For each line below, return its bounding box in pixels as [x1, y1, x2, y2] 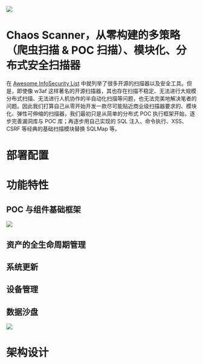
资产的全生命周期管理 [6, 239, 86, 250]
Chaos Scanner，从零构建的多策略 [6, 28, 181, 42]
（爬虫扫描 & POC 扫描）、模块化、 [6, 44, 176, 57]
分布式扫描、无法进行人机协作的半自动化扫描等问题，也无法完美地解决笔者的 [6, 94, 197, 102]
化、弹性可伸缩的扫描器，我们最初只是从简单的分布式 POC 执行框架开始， [6, 109, 190, 117]
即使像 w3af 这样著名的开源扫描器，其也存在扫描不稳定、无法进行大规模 [16, 87, 197, 94]
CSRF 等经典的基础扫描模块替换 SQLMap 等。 [6, 125, 120, 132]
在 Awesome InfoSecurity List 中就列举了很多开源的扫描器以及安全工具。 [6, 79, 187, 87]
